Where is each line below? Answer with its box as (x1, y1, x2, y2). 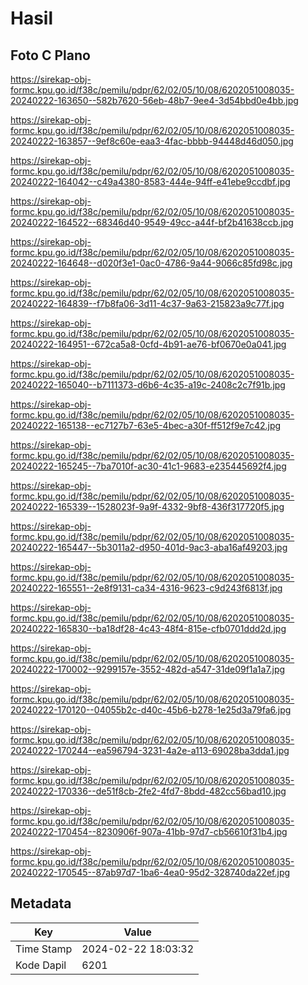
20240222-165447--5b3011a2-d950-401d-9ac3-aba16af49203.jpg (10, 542, 288, 553)
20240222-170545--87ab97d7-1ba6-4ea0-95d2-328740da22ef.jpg (10, 867, 291, 878)
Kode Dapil (15, 958, 67, 972)
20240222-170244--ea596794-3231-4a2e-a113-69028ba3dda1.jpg (10, 745, 290, 756)
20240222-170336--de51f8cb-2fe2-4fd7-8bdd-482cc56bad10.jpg (10, 785, 287, 797)
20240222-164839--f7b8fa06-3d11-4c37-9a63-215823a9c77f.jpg (10, 298, 285, 309)
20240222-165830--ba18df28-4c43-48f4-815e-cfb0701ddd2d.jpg (10, 623, 287, 634)
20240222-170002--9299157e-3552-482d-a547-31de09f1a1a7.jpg (10, 663, 286, 675)
